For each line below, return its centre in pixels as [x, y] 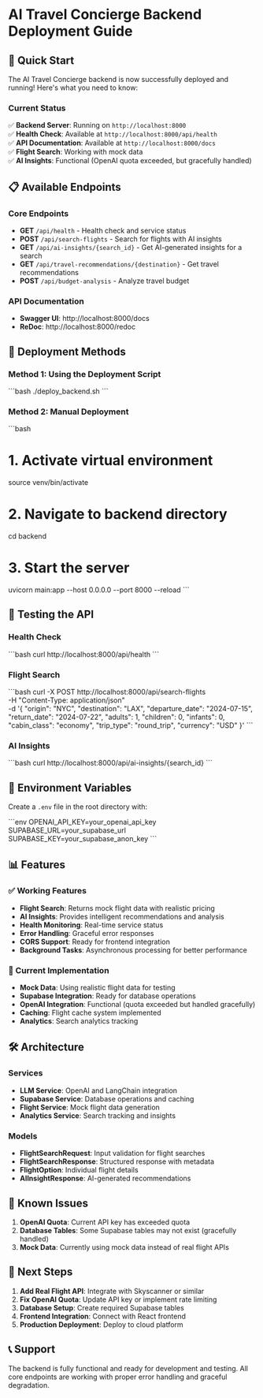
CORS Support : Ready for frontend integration [95, 941]
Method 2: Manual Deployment [69, 412]
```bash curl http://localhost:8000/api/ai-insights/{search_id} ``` [110, 763]
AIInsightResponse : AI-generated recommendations [105, 1178]
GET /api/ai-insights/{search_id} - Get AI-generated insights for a [131, 247]
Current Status [37, 108]
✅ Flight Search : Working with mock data [76, 152]
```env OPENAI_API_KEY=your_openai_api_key [82, 822]
